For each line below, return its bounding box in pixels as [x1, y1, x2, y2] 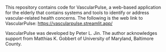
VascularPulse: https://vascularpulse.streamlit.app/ [5, 20, 113, 26]
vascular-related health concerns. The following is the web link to [5, 15, 143, 21]
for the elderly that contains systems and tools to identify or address [5, 10, 149, 16]
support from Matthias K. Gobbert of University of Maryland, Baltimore [5, 35, 154, 41]
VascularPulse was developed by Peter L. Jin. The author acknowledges [5, 30, 157, 36]
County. [5, 41, 22, 47]
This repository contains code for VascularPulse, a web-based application [5, 5, 161, 10]
